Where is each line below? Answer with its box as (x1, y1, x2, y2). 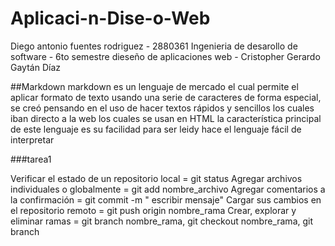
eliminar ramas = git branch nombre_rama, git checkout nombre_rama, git (10, 215, 314, 227)
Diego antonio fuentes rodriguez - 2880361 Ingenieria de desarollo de (10, 40, 298, 52)
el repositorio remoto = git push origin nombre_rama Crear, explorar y (10, 204, 297, 216)
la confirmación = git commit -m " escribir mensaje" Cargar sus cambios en (10, 193, 322, 206)
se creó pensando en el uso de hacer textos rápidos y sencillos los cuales (10, 102, 315, 114)
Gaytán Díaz (10, 61, 61, 73)
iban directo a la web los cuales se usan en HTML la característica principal (10, 112, 322, 124)
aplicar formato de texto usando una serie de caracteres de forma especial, (10, 91, 322, 103)
